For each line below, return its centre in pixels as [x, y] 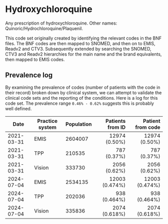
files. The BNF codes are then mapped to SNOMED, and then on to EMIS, [80, 43]
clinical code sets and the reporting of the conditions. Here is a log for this [81, 98]
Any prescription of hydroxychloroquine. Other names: [61, 23]
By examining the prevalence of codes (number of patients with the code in [83, 87]
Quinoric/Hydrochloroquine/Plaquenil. [44, 28]
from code [147, 127]
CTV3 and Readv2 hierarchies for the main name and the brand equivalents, [83, 54]
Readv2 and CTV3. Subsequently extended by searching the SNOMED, [78, 49]
